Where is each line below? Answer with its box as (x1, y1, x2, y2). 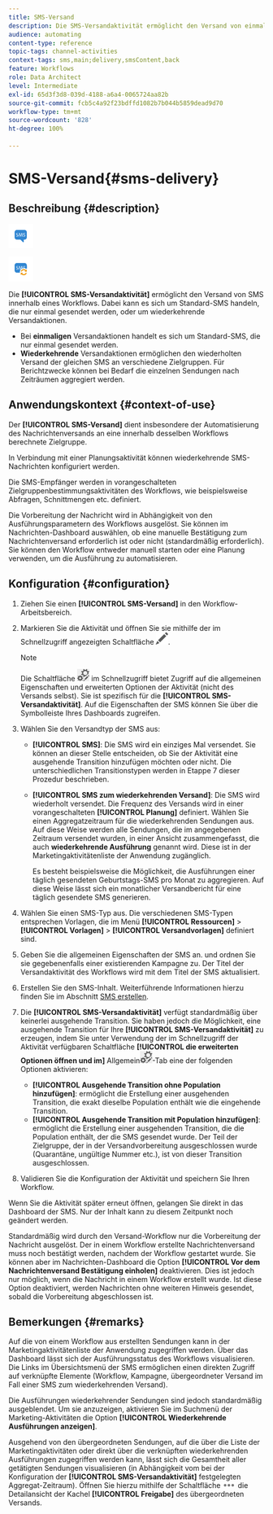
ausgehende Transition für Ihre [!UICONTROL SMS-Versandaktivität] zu (19, 1024, 264, 1034)
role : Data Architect (8, 73, 82, 81)
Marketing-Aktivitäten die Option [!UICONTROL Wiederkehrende (8, 1413, 227, 1423)
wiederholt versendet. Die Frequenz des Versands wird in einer (32, 799, 244, 808)
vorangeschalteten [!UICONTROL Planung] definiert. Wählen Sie (32, 807, 249, 817)
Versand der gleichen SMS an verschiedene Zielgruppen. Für (19, 357, 225, 366)
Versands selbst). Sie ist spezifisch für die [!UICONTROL (19, 690, 211, 700)
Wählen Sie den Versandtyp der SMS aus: (19, 724, 161, 733)
